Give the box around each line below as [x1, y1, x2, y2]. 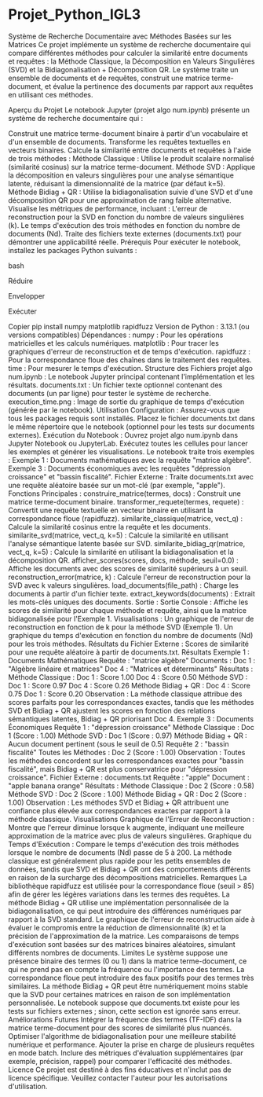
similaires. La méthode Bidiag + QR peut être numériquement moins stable [8, 981, 249, 991]
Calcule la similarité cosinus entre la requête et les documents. [8, 522, 210, 531]
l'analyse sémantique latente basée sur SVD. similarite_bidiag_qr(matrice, [8, 538, 246, 548]
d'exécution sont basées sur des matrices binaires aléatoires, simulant [8, 939, 236, 948]
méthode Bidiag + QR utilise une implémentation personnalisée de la [8, 897, 229, 907]
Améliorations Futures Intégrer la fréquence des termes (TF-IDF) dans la [8, 1014, 242, 1024]
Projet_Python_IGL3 [8, 6, 141, 24]
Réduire [8, 276, 34, 285]
